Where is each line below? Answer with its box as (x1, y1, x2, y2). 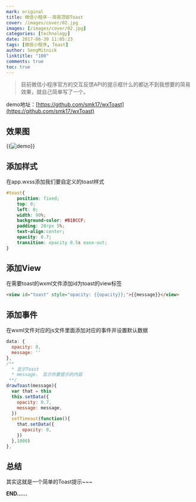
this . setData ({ (11, 393, 49, 400)
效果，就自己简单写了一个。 (20, 89, 89, 96)
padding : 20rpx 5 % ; (17, 223, 65, 229)
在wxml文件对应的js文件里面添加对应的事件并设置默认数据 (6, 327, 148, 334)
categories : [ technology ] (6, 31, 70, 37)
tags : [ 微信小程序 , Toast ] (6, 42, 68, 48)
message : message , (17, 405, 62, 411)
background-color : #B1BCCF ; (17, 217, 86, 223)
